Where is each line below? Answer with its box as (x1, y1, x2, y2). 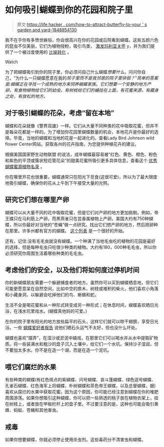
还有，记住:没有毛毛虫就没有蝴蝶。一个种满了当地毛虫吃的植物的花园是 (5, 238, 147, 244)
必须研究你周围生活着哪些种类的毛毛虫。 (5, 250, 86, 256)
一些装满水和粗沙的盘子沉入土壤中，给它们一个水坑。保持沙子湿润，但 (18, 341, 159, 347)
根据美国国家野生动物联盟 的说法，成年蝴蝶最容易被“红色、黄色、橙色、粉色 (5, 151, 158, 157)
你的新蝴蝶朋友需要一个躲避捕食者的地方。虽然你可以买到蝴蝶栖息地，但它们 (5, 279, 159, 285)
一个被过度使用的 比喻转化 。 (13, 49, 72, 55)
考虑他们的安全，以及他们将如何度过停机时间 (5, 266, 140, 274)
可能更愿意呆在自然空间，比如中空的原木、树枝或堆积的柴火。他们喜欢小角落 (5, 286, 159, 292)
